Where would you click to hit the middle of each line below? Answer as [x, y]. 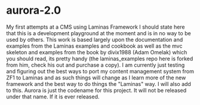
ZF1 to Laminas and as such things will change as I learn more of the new [96, 78]
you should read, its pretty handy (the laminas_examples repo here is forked [100, 58]
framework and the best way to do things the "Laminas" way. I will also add [99, 84]
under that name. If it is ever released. [53, 97]
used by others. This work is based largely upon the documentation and [95, 39]
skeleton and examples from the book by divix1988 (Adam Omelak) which [97, 52]
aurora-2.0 [34, 10]
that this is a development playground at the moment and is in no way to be [99, 33]
